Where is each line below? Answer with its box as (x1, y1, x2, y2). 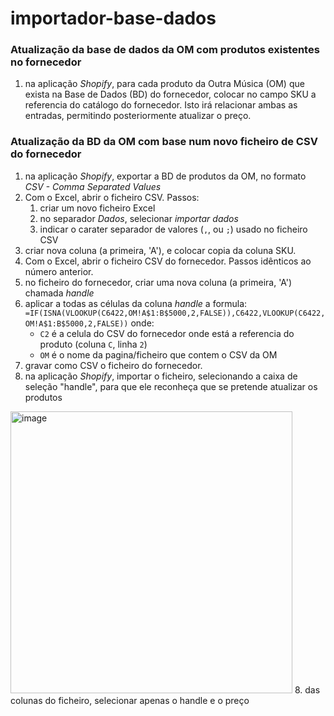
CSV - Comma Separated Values (24, 180, 162, 192)
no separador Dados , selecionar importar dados (39, 212, 239, 224)
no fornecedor (10, 55, 82, 69)
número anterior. (24, 265, 94, 277)
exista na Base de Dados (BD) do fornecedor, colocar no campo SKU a (24, 88, 317, 101)
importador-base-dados (10, 7, 217, 30)
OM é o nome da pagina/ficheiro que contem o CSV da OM (39, 348, 278, 361)
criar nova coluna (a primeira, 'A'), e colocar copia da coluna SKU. (24, 244, 297, 256)
